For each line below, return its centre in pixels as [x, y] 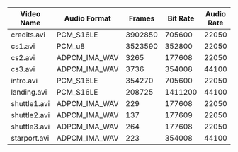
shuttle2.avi [30, 115]
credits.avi [28, 35]
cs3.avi [23, 69]
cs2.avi [23, 58]
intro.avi [24, 81]
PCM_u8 [70, 46]
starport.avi [30, 138]
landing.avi [29, 92]
